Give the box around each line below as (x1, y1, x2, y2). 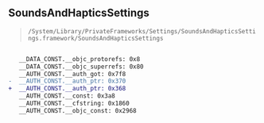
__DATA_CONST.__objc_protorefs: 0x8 (18, 55, 141, 63)
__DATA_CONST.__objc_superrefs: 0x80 (18, 63, 145, 71)
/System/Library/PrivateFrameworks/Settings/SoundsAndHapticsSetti (27, 27, 256, 35)
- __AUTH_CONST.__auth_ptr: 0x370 (8, 77, 126, 86)
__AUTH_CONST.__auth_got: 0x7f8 (18, 70, 126, 78)
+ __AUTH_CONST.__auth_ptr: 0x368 (8, 85, 126, 93)
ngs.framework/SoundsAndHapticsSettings (27, 34, 164, 42)
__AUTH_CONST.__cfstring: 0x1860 (18, 99, 130, 108)
